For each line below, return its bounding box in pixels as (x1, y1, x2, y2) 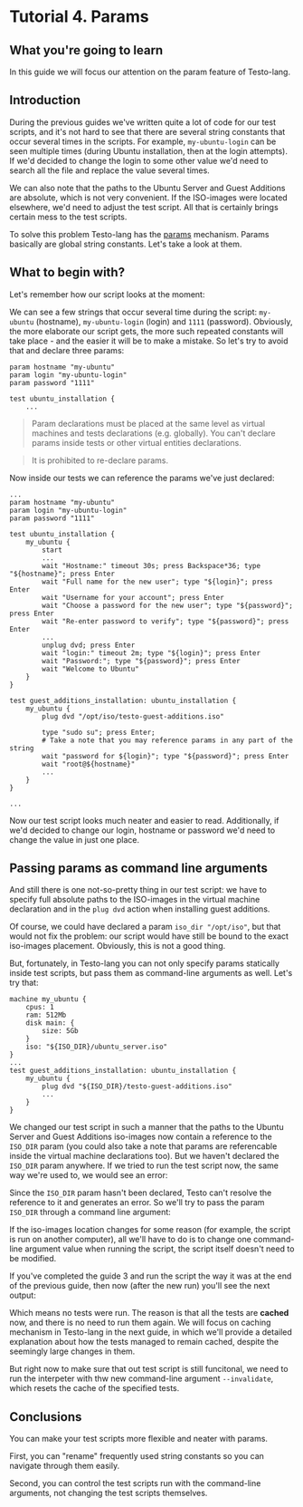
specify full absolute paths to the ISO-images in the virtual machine (9, 894, 260, 905)
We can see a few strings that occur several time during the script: (9, 306, 258, 317)
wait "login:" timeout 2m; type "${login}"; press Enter (42, 648, 260, 658)
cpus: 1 (25, 1003, 54, 1012)
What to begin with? (9, 265, 125, 280)
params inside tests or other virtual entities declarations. (31, 437, 242, 448)
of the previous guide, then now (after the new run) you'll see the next (9, 1280, 270, 1291)
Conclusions (9, 1409, 82, 1425)
